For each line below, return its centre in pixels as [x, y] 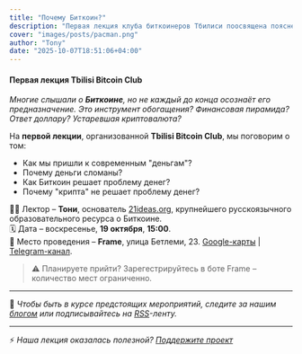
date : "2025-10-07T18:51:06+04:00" [76, 51]
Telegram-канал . [41, 252]
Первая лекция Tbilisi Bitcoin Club [76, 80]
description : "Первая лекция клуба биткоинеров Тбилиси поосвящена [138, 26]
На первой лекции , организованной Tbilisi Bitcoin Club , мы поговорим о [150, 137]
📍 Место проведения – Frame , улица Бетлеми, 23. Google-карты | [135, 242]
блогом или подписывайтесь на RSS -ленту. [93, 314]
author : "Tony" [38, 43]
